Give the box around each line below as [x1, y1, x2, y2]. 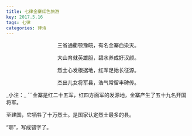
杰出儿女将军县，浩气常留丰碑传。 [57, 79, 139, 86]
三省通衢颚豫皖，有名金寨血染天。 [57, 42, 139, 49]
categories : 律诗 [6, 25, 47, 31]
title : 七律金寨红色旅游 [6, 8, 60, 15]
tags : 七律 [6, 19, 31, 25]
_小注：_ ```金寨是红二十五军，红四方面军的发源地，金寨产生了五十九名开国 [6, 91, 187, 98]
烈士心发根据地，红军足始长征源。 [57, 67, 139, 74]
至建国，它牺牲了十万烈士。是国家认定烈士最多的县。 [6, 111, 135, 118]
